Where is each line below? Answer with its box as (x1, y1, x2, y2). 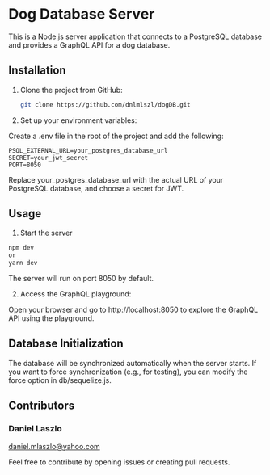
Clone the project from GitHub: (19, 85, 123, 95)
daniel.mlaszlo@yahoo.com (8, 441, 101, 451)
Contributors (8, 399, 75, 413)
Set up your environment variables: (19, 115, 137, 125)
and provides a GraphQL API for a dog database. (8, 40, 171, 49)
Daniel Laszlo (8, 423, 62, 435)
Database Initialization (8, 337, 124, 351)
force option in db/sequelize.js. (8, 375, 112, 385)
